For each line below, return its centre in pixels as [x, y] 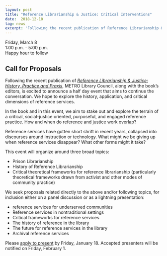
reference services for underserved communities [62, 207]
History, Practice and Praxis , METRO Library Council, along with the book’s [82, 85]
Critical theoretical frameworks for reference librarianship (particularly [84, 171]
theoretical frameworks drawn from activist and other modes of [77, 177]
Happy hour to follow [27, 53]
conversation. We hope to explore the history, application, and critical [76, 96]
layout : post [19, 10]
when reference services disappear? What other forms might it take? [75, 142]
